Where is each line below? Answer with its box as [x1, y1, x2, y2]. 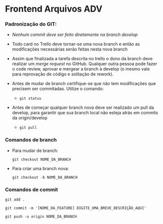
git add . [5, 197, 25, 202]
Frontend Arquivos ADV [5, 3, 103, 15]
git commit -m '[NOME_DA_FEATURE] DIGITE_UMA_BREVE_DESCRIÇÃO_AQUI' [5, 206, 147, 211]
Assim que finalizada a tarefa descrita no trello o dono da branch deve [12, 56, 153, 62]
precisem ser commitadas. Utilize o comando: [12, 86, 104, 92]
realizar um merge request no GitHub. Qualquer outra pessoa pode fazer [12, 61, 158, 67]
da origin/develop [12, 115, 48, 121]
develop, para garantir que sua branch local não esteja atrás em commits [12, 110, 158, 116]
